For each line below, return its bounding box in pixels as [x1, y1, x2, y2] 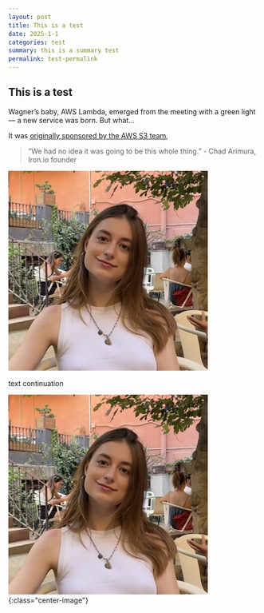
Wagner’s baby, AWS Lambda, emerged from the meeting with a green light [8, 106, 256, 116]
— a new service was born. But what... [8, 115, 136, 125]
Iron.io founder [27, 154, 77, 164]
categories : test [8, 38, 66, 46]
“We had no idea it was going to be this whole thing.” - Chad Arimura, [27, 146, 257, 156]
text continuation [8, 378, 64, 388]
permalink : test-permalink [8, 55, 98, 63]
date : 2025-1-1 [8, 30, 59, 38]
